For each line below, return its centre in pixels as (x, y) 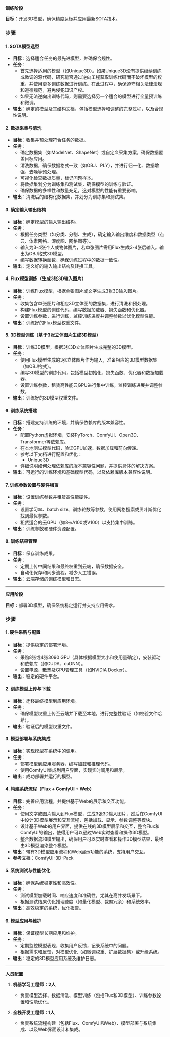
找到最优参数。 (36, 516)
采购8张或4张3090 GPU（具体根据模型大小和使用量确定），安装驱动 (90, 657)
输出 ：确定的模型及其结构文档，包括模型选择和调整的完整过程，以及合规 (88, 109)
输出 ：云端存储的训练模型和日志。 (48, 579)
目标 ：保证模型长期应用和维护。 (46, 933)
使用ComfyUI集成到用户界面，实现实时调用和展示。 (74, 770)
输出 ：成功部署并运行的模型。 (44, 776)
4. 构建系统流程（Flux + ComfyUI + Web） (50, 789)
